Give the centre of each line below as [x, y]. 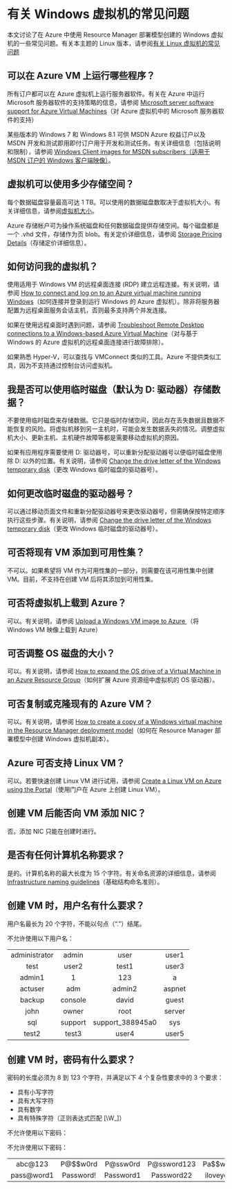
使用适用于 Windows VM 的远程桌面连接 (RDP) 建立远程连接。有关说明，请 [113, 285]
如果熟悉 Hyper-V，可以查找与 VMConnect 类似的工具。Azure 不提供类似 [112, 357]
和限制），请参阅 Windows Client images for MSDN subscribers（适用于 [109, 151]
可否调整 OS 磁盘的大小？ [61, 654]
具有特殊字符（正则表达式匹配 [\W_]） [71, 1118]
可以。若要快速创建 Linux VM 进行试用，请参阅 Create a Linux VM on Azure [115, 781]
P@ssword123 [172, 1164]
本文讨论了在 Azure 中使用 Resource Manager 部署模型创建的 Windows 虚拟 [115, 35]
